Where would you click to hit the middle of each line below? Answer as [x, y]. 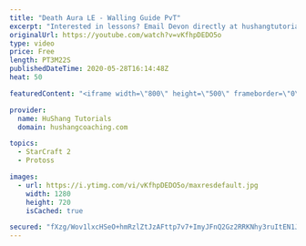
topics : [24, 143]
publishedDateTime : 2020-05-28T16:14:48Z [89, 69]
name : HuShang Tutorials [65, 118]
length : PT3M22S [40, 60]
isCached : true [55, 210]
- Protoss [36, 160]
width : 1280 [48, 194]
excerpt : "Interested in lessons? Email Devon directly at [124, 26]
